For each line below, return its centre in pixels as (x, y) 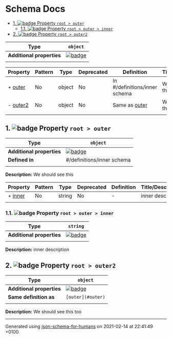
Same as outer (130, 105)
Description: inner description (37, 250)
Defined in (21, 159)
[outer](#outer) (85, 297)
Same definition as (31, 297)
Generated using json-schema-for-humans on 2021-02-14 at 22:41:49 (79, 326)
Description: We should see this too (44, 311)
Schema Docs (35, 9)
